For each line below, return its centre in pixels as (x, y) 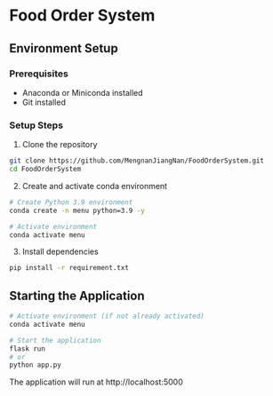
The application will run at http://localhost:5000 (96, 382)
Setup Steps (36, 125)
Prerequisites (39, 74)
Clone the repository (60, 145)
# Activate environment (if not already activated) (107, 316)
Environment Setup (64, 48)
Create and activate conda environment (94, 186)
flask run (28, 348)
